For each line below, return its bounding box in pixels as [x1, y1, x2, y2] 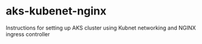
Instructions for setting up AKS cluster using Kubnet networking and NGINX [6, 24, 196, 31]
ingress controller [6, 30, 50, 37]
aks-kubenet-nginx [6, 4, 107, 18]
